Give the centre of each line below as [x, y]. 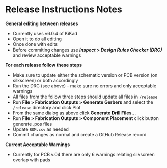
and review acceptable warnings [47, 55]
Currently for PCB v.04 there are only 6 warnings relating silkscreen [83, 154]
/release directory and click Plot [47, 107]
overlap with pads [32, 160]
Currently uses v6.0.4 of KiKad [45, 33]
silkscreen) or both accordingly [45, 80]
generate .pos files [32, 124]
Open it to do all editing [37, 39]
